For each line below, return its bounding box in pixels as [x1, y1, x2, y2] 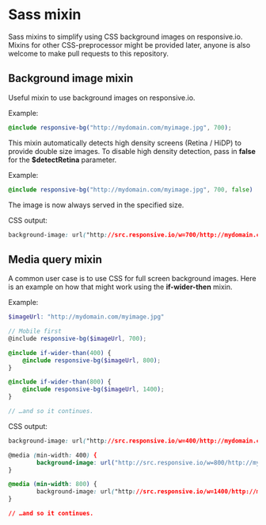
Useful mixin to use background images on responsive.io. [8, 93, 196, 102]
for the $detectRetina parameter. [8, 155, 117, 164]
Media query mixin [8, 253, 103, 266]
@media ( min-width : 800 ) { [8, 481, 97, 488]
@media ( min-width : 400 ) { [8, 451, 97, 459]
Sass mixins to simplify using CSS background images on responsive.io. [8, 32, 243, 41]
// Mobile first [8, 327, 62, 335]
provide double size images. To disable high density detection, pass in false [8, 146, 256, 156]
